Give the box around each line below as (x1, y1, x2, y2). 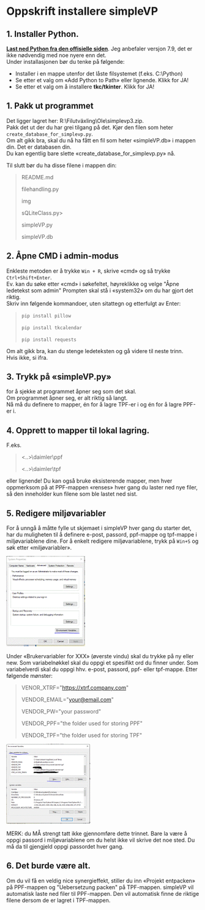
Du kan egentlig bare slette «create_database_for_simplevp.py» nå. (6, 149, 176, 157)
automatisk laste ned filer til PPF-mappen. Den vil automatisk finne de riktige (6, 890, 199, 897)
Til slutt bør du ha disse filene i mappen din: (6, 161, 117, 169)
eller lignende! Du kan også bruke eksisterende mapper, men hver (6, 477, 173, 484)
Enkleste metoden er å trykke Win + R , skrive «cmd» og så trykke (6, 267, 171, 274)
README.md (21, 173, 54, 181)
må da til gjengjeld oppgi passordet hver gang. (6, 843, 124, 850)
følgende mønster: (6, 672, 53, 680)
